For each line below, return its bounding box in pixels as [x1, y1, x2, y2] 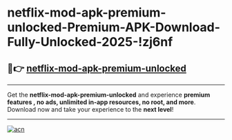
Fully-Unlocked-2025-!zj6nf [7, 34, 173, 50]
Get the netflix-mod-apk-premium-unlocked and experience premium [7, 91, 211, 99]
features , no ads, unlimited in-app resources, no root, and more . [7, 98, 196, 106]
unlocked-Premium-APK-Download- [7, 19, 221, 35]
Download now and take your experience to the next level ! [7, 106, 174, 113]
